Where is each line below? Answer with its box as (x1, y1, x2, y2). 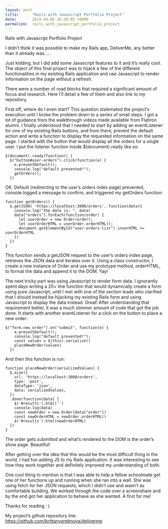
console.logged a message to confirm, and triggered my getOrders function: (5, 190, 163, 196)
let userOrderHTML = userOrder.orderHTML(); (18, 221, 113, 226)
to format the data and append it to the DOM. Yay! (5, 268, 108, 274)
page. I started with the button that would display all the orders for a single (5, 138, 159, 144)
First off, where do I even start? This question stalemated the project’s (5, 106, 149, 112)
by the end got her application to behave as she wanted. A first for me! (5, 493, 151, 499)
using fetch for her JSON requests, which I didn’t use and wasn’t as (5, 483, 144, 489)
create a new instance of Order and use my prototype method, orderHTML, (5, 263, 160, 269)
